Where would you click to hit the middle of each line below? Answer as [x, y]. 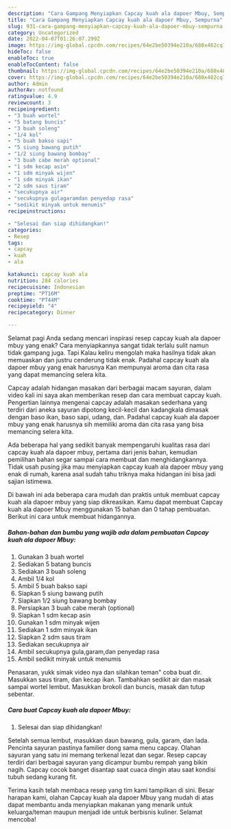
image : [17, 45]
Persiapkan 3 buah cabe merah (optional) [76, 607]
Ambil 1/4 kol [36, 579]
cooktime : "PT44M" [34, 300]
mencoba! [22, 819]
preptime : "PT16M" [34, 293]
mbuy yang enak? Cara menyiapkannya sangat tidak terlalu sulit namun [108, 345]
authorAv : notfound [36, 90]
